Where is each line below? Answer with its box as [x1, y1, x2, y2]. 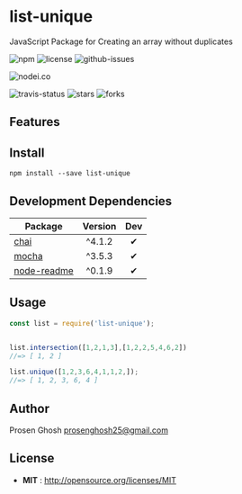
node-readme [13, 264, 74, 276]
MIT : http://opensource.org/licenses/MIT [22, 474, 177, 485]
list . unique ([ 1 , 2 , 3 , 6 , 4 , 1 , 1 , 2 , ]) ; [9, 367, 139, 377]
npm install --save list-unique [9, 169, 130, 178]
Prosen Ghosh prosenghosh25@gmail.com [9, 425, 169, 436]
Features [9, 114, 60, 130]
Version [82, 220, 117, 232]
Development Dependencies [9, 193, 173, 209]
